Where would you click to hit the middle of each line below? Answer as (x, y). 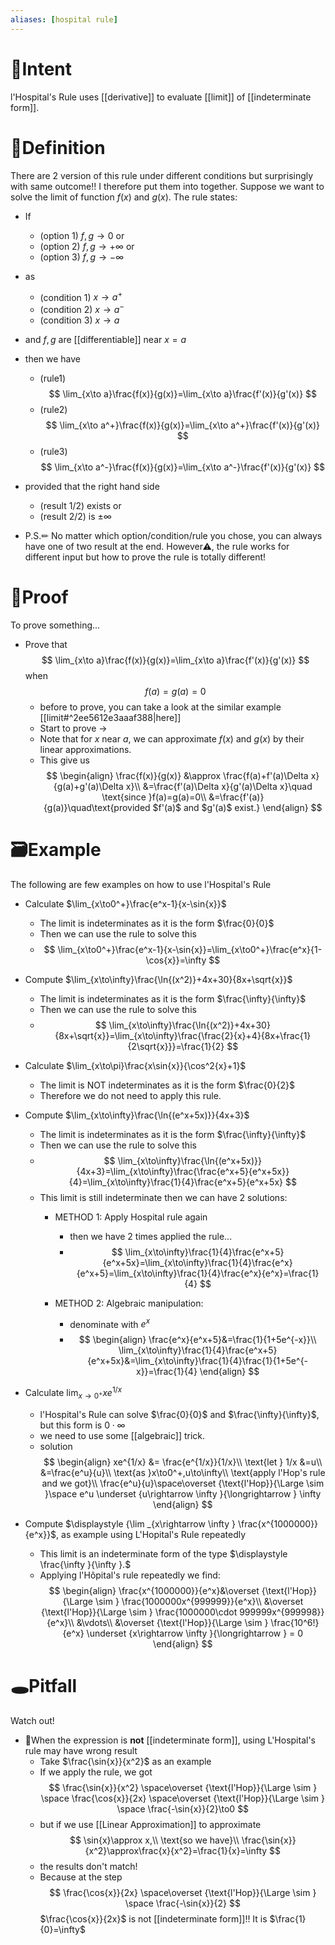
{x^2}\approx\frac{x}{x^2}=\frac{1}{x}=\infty (176, 1850)
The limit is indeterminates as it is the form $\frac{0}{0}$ (157, 923)
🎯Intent (41, 68)
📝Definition (58, 147)
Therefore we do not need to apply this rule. (130, 1095)
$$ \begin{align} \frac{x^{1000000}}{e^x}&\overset (154, 1590)
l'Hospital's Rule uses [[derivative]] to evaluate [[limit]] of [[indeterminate (161, 97)
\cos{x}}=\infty (176, 960)
